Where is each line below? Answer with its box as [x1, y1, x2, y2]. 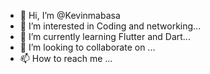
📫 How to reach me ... [19, 53, 113, 64]
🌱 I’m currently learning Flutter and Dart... [19, 31, 191, 42]
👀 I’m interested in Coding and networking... [19, 20, 202, 32]
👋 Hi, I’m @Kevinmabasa [19, 10, 121, 21]
